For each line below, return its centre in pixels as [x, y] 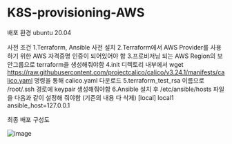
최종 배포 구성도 [29, 119]
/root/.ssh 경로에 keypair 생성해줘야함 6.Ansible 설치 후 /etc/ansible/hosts [109, 89]
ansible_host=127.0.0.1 [39, 105]
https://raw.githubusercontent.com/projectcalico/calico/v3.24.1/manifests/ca [116, 72]
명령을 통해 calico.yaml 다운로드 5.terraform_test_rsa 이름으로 [119, 80]
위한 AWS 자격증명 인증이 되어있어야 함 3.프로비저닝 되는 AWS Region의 [118, 56]
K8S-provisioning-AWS [76, 13]
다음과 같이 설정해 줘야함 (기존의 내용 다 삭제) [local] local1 [94, 97]
